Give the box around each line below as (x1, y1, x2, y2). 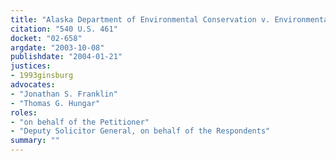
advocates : (10, 80, 56, 90)
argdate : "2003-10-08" (10, 42, 105, 53)
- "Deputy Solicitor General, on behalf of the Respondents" (10, 126, 271, 136)
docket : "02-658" (10, 33, 83, 43)
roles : (10, 107, 38, 118)
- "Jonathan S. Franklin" (10, 89, 118, 99)
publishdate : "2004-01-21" (10, 52, 123, 62)
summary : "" (10, 136, 60, 146)
